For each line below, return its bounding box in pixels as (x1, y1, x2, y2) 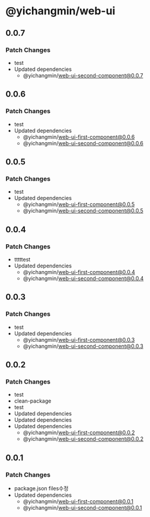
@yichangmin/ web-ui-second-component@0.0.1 (23, 504, 142, 511)
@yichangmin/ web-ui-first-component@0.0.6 (23, 133, 135, 141)
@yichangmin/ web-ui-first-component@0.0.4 (23, 268, 135, 275)
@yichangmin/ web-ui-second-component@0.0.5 (23, 207, 143, 214)
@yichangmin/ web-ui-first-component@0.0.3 (23, 336, 135, 343)
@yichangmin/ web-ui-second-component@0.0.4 (23, 275, 144, 282)
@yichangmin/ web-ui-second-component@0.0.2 (23, 435, 143, 443)
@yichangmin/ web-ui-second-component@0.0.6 (23, 139, 143, 147)
